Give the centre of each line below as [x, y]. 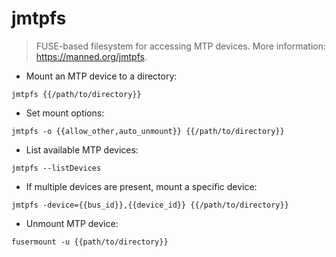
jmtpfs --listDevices [56, 168]
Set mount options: [65, 113]
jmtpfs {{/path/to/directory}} [76, 94]
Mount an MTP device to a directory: [101, 76]
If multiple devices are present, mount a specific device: [141, 186]
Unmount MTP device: [72, 223]
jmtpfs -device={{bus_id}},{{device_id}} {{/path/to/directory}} [150, 205]
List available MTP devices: [82, 149]
